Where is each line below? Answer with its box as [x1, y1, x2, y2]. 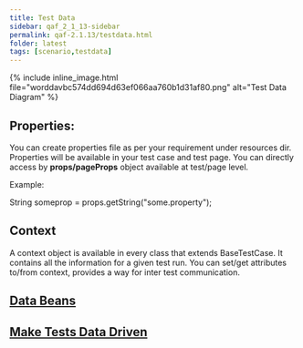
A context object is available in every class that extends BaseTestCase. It [9, 247, 283, 258]
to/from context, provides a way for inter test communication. [9, 266, 240, 278]
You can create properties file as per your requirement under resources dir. [9, 142, 292, 153]
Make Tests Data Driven [9, 324, 148, 340]
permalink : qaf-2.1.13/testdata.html [9, 30, 153, 39]
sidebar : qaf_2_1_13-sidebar [9, 22, 120, 31]
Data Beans [9, 293, 76, 309]
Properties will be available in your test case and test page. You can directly [9, 151, 295, 162]
